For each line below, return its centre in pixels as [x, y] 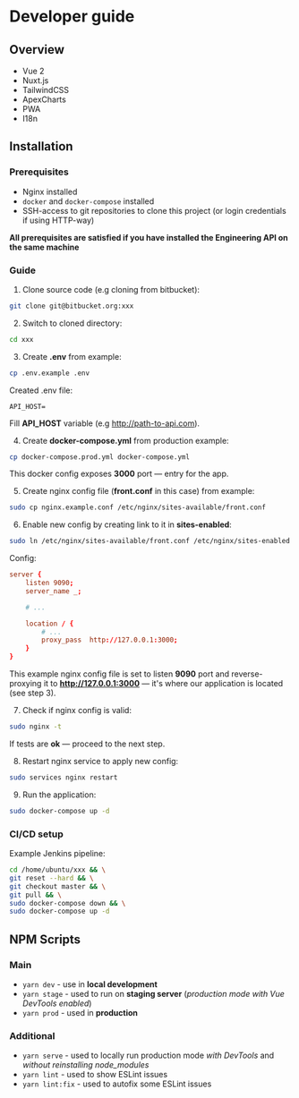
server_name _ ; [54, 591]
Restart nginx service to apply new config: [100, 761]
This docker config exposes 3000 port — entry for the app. [119, 474]
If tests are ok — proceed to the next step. [87, 744]
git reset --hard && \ [51, 878]
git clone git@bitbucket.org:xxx [72, 306]
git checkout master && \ [57, 886]
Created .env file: [41, 390]
